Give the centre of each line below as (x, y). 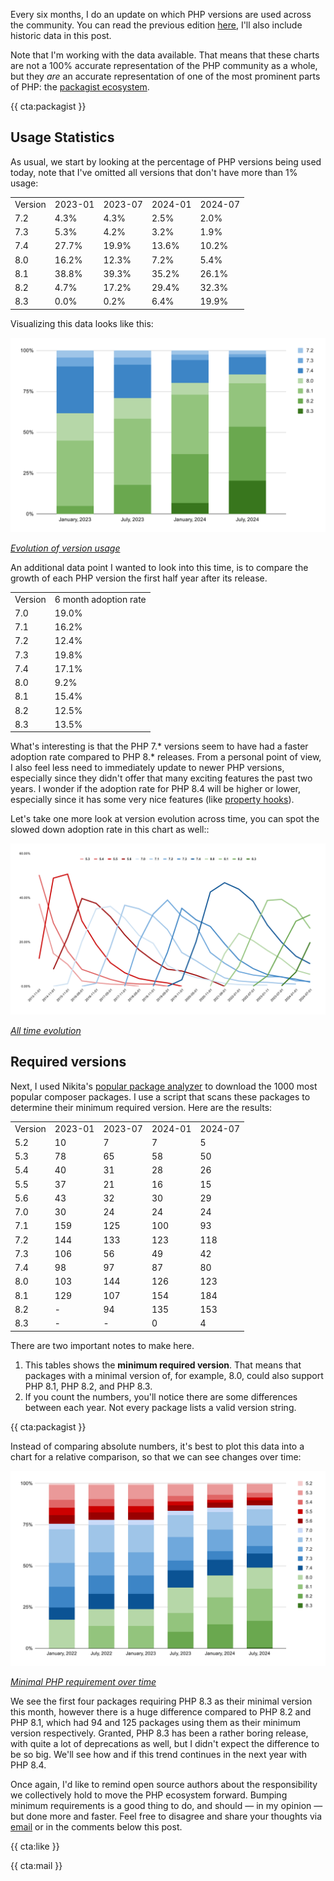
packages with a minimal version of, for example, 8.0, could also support (174, 1375)
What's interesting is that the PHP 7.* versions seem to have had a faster (159, 746)
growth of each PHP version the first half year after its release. (139, 578)
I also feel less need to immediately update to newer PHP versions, (147, 768)
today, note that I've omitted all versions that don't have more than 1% (154, 172)
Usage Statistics (62, 137)
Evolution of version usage (65, 548)
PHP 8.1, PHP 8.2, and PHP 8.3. (88, 1386)
